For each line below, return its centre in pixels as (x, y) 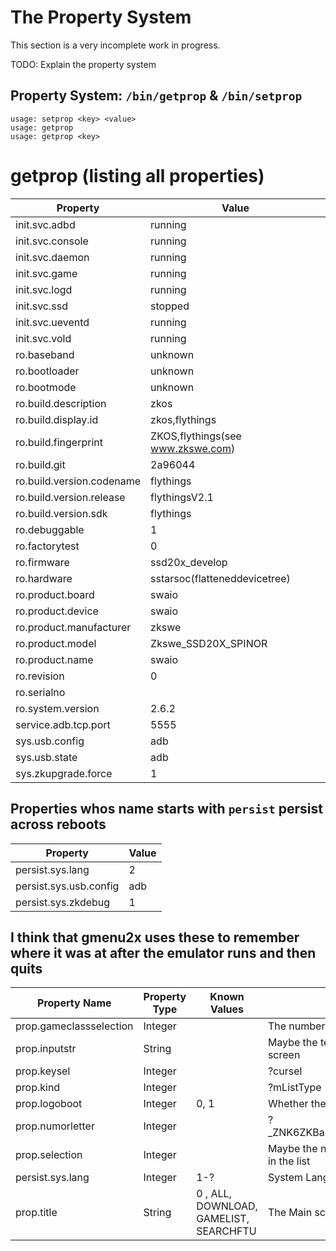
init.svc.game (46, 273)
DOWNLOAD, (227, 1206)
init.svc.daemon (52, 257)
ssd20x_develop (189, 562)
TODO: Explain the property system (83, 64)
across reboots (58, 824)
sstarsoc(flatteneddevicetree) (220, 578)
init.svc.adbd (45, 224)
